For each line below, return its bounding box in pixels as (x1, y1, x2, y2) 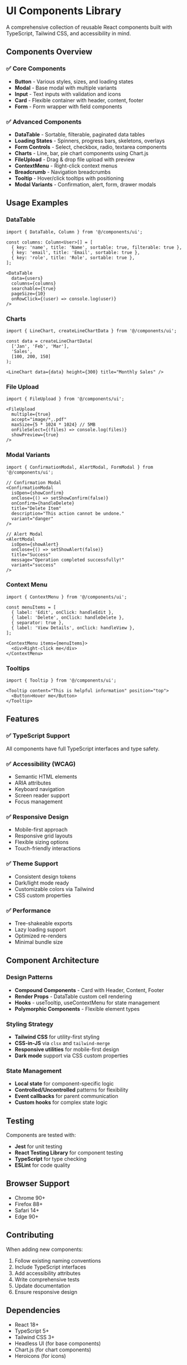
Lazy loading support (14, 926, 66, 933)
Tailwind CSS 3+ (14, 1333, 55, 1340)
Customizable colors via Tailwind (14, 885, 95, 892)
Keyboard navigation (14, 786, 65, 793)
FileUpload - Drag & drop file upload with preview (14, 156, 135, 163)
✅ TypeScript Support (6, 732, 70, 740)
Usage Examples (6, 198, 69, 208)
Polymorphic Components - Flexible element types (14, 1005, 140, 1012)
